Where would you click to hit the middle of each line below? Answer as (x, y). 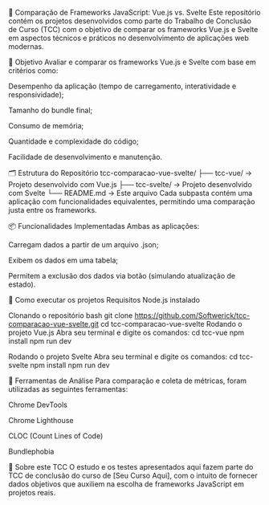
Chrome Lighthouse (41, 420)
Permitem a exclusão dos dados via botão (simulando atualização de (122, 276)
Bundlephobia (31, 451)
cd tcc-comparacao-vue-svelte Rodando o (171, 324)
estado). (22, 284)
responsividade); (36, 95)
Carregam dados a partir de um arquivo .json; (84, 244)
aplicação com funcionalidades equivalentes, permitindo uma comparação (132, 202)
